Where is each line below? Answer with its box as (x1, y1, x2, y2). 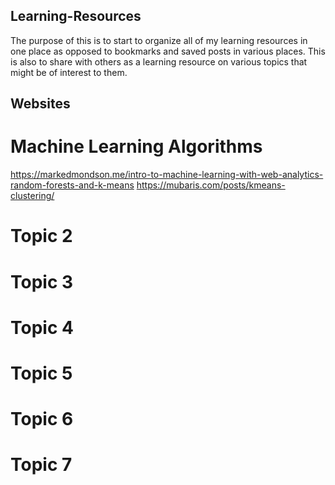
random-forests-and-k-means (10, 179, 135, 191)
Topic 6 (10, 408, 74, 431)
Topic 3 (10, 270, 74, 293)
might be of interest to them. (10, 66, 128, 78)
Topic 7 (10, 454, 73, 476)
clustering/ (10, 190, 55, 202)
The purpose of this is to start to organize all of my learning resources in (10, 34, 308, 46)
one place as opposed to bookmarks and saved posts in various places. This (10, 45, 326, 57)
